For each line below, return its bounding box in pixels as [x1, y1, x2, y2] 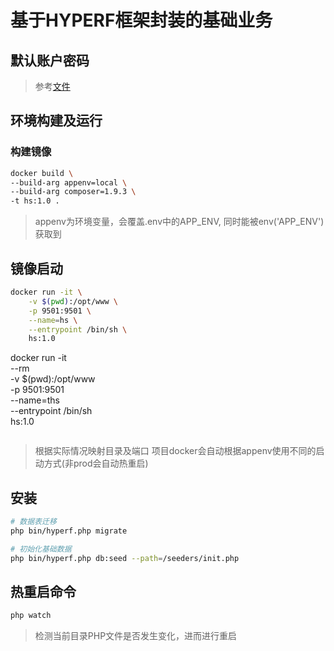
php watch [10, 611, 52, 621]
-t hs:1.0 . [10, 196, 60, 206]
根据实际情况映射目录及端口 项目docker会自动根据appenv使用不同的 [34, 445, 317, 457]
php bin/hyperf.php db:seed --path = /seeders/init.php [10, 553, 240, 563]
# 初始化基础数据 [10, 544, 72, 554]
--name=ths [10, 394, 60, 406]
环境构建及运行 [10, 112, 103, 130]
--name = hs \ [28, 315, 78, 325]
